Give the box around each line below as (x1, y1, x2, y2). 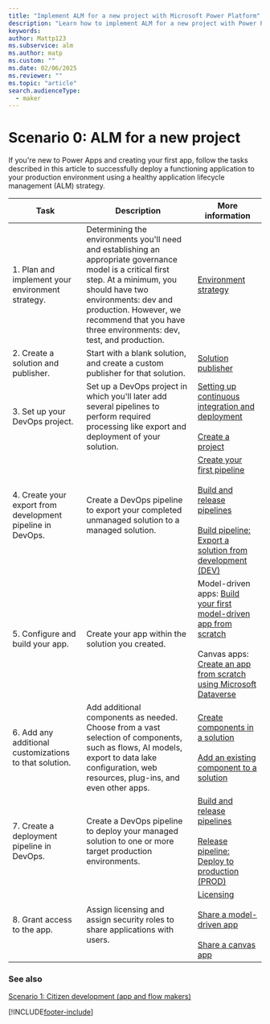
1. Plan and (12, 264, 55, 275)
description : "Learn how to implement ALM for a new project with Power (8, 19, 257, 27)
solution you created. (86, 638, 166, 650)
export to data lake (86, 752, 157, 763)
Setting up (197, 381, 237, 392)
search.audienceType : (8, 86, 81, 95)
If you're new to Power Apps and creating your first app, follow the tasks (8, 155, 248, 165)
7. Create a (12, 820, 55, 832)
